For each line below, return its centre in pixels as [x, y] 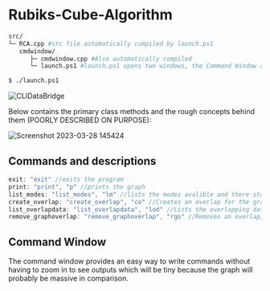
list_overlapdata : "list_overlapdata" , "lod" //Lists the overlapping [129, 209]
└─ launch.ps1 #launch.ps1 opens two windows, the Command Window [143, 66]
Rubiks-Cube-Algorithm [90, 15]
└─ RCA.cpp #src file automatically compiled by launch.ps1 [111, 43]
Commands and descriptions [82, 161]
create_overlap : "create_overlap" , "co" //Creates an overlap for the [129, 202]
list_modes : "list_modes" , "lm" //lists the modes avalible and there [129, 195]
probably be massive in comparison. [68, 278]
